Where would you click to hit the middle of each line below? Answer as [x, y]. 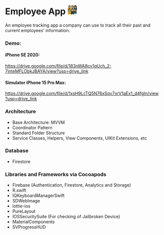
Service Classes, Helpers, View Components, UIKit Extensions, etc [80, 138]
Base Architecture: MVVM [39, 122]
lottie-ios [21, 206]
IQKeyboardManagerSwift [38, 196]
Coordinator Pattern [32, 127]
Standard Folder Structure [39, 133]
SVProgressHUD [29, 227]
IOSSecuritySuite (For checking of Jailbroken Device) [66, 217]
